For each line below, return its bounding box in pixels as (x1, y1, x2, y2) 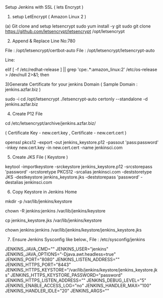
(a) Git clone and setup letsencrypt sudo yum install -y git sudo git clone (5, 23, 151, 29)
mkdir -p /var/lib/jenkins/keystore (5, 199, 72, 204)
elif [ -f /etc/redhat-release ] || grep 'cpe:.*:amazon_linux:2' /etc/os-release (5, 66, 158, 72)
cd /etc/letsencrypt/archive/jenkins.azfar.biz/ (5, 120, 96, 126)
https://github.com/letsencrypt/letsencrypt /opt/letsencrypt (5, 29, 125, 34)
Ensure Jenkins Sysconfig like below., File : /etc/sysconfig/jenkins (12, 237, 145, 242)
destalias (5, 179, 23, 185)
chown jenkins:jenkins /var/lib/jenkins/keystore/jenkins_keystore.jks (5, 227, 142, 233)
